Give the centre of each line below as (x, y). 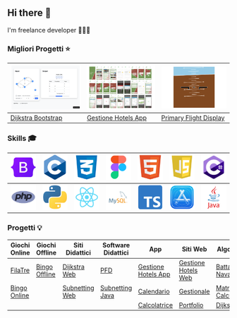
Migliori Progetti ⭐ (39, 49)
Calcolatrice (156, 305)
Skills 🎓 (22, 138)
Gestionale (194, 292)
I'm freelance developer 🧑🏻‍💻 (49, 30)
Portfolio (191, 305)
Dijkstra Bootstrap (36, 118)
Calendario (154, 292)
